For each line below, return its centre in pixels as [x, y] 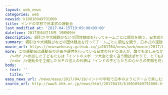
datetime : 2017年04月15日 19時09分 [40, 33]
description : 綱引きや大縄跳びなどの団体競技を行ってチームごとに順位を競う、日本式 [83, 38]
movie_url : [16, 47]
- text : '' [16, 70]
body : [11, 65]
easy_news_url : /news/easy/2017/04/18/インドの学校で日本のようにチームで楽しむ [84, 79]
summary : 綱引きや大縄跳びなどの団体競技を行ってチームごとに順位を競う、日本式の [80, 42]
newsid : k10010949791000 [31, 19]
